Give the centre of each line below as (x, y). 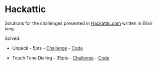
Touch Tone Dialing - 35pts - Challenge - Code (61, 58)
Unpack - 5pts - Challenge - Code (48, 48)
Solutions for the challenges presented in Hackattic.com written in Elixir (79, 23)
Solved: (13, 38)
